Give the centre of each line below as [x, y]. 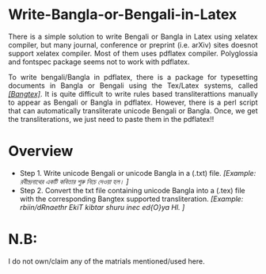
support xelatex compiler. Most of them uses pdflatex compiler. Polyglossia [133, 53]
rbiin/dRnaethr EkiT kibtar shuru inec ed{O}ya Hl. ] [102, 207]
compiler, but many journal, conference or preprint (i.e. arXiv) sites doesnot [133, 44]
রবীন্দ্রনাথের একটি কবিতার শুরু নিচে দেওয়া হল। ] [74, 181]
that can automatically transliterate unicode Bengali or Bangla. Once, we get [133, 110]
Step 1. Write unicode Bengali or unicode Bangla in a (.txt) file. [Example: [138, 173]
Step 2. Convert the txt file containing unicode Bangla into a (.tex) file [132, 190]
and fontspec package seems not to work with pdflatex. [99, 62]
